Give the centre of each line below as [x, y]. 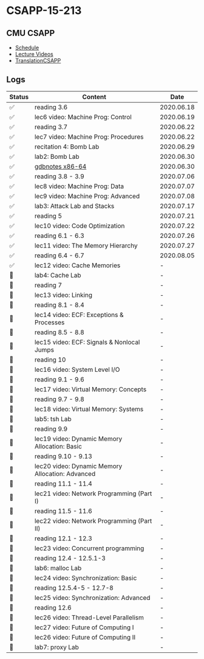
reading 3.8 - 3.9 [59, 176]
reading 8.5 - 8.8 [59, 332]
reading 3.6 [51, 107]
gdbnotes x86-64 [60, 166]
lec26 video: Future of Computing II [85, 637]
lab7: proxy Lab [56, 647]
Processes [49, 322]
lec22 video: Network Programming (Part [93, 521]
